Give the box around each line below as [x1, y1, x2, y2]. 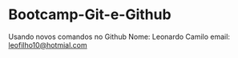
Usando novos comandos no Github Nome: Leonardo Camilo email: [8, 32, 231, 41]
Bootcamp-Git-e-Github [8, 6, 171, 24]
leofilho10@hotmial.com [8, 40, 88, 49]
